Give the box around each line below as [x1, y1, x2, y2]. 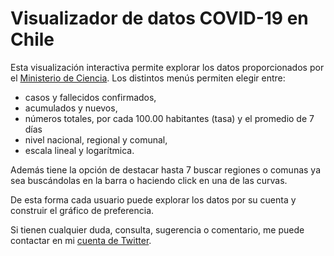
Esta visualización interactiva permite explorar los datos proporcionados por [10, 61, 325, 73]
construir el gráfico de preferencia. [10, 204, 155, 216]
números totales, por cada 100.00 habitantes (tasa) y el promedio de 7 [24, 112, 315, 124]
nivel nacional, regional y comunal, [24, 133, 168, 146]
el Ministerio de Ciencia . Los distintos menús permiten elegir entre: [10, 72, 286, 84]
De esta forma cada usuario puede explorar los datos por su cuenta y [10, 193, 297, 206]
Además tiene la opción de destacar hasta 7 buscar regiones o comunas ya [10, 163, 322, 176]
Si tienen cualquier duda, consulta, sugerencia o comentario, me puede [10, 223, 305, 236]
